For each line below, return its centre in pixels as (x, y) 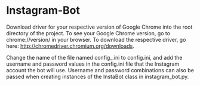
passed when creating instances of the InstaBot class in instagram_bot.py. (98, 76)
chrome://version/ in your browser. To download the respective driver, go (96, 39)
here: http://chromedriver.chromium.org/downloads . (70, 46)
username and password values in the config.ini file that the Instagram (93, 64)
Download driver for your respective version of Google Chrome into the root (99, 27)
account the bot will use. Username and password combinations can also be (100, 70)
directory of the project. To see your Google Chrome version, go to (88, 33)
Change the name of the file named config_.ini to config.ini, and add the (94, 57)
